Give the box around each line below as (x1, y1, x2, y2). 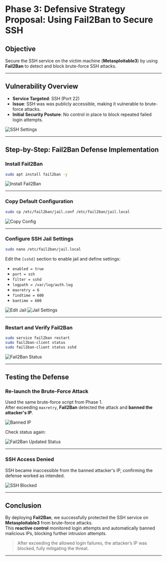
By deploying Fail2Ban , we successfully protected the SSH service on (5, 515, 149, 521)
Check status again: (5, 429, 46, 435)
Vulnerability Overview (5, 82, 79, 91)
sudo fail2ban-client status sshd (5, 344, 77, 350)
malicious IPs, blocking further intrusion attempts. (5, 531, 107, 537)
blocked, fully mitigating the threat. (17, 546, 89, 552)
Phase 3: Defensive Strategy (5, 3, 126, 15)
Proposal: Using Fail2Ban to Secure (5, 14, 153, 25)
